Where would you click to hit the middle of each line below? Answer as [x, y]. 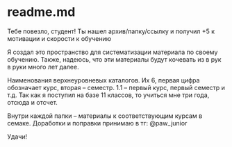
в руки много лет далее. [43, 67]
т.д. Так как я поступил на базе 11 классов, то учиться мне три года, [108, 95]
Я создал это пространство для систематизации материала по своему [113, 52]
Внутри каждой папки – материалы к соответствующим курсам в [105, 116]
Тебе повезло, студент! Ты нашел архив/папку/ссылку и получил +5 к [111, 31]
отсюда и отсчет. [32, 102]
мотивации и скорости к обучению [59, 38]
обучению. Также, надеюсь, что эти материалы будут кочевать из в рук [114, 59]
